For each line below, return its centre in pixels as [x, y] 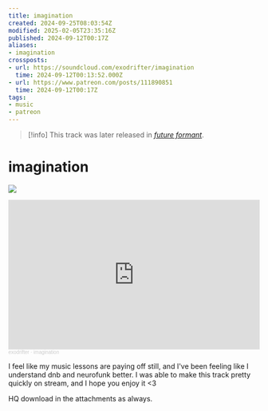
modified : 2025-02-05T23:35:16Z [62, 30]
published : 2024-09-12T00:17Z [59, 38]
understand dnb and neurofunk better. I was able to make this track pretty [130, 374]
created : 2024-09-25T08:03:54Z [60, 23]
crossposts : [28, 61]
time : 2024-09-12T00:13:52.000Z [69, 75]
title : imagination [41, 16]
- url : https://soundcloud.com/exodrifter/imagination [101, 68]
